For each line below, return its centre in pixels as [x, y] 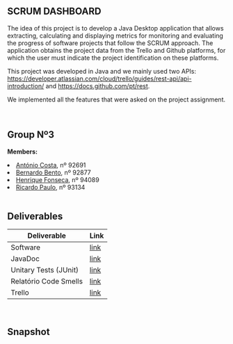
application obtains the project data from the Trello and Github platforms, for [116, 50]
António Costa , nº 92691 [51, 165]
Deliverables [35, 216]
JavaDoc [25, 259]
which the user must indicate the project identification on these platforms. [113, 58]
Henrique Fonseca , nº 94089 [58, 179]
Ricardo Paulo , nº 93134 [51, 187]
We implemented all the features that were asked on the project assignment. [116, 99]
